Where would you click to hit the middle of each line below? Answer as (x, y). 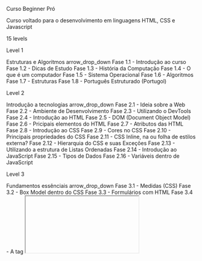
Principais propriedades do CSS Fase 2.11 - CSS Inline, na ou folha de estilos (101, 137)
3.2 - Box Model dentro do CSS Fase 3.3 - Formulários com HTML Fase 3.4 (99, 192)
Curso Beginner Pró (31, 9)
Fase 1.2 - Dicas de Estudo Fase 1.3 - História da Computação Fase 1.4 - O (99, 68)
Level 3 (15, 174)
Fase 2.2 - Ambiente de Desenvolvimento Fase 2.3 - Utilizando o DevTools (99, 111)
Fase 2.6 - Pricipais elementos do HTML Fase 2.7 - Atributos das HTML (95, 124)
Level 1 (15, 50)
